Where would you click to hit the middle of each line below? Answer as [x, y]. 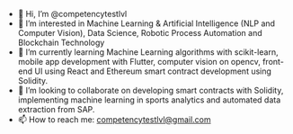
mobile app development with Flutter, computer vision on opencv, [139, 62]
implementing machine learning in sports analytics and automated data [149, 100]
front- [273, 62]
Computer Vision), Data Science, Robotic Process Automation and [140, 33]
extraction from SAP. [56, 109]
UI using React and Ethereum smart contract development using [153, 71]
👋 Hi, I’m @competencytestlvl [72, 14]
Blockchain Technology [61, 42]
